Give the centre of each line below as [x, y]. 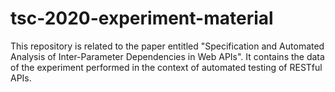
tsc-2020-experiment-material [142, 18]
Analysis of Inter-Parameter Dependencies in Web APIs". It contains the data [167, 56]
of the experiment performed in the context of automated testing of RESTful [166, 67]
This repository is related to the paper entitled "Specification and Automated [167, 46]
